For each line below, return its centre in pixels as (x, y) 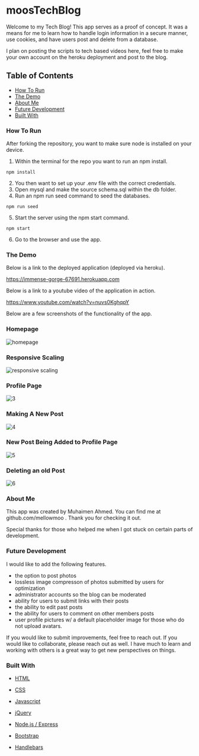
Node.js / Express (36, 725)
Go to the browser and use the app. (58, 240)
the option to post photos (46, 575)
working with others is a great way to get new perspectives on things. (91, 650)
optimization (30, 588)
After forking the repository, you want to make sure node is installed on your (99, 143)
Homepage (22, 329)
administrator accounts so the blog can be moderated (80, 594)
